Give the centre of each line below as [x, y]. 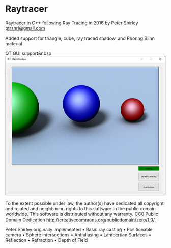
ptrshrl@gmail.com [25, 28]
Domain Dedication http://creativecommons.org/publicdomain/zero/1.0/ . [81, 220]
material [14, 43]
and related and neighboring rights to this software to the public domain [81, 209]
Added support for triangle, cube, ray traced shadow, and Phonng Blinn [80, 38]
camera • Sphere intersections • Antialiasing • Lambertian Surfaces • [78, 235]
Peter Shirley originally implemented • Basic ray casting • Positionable [79, 230]
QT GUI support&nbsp [28, 53]
